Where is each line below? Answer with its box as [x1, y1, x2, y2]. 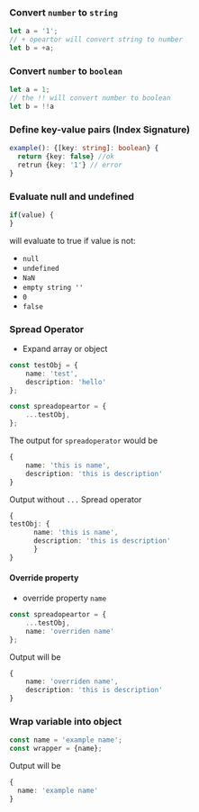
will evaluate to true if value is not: [9, 235, 137, 246]
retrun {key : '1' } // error [17, 160, 123, 169]
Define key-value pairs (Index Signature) [9, 123, 191, 136]
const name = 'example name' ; [9, 735, 123, 744]
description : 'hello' [25, 377, 106, 386]
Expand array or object [22, 343, 108, 354]
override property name [22, 592, 107, 604]
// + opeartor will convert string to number [9, 35, 183, 44]
